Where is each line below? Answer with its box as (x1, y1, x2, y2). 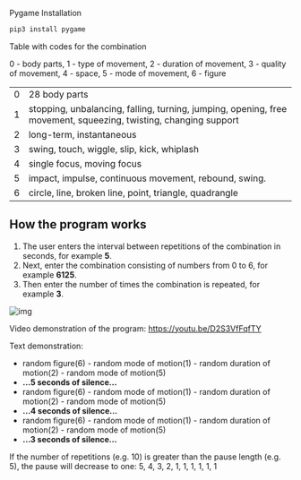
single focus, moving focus (28, 157, 142, 169)
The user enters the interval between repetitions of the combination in (21, 241, 281, 252)
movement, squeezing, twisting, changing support (28, 114, 239, 126)
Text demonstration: (9, 340, 83, 351)
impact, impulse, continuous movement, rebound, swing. (28, 172, 267, 184)
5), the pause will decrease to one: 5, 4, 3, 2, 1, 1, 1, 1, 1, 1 (9, 460, 218, 471)
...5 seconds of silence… (21, 376, 118, 388)
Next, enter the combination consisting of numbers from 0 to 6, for (21, 260, 269, 270)
